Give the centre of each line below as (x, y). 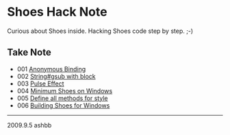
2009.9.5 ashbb (29, 125)
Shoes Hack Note (57, 12)
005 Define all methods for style (62, 98)
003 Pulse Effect (40, 84)
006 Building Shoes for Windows (63, 105)
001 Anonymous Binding (51, 69)
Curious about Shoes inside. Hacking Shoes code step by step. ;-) (100, 31)
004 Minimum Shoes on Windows (65, 90)
